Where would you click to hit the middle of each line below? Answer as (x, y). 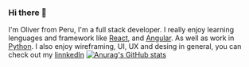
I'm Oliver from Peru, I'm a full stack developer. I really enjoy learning (121, 30)
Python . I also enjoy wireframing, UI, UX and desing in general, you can (125, 47)
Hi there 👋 (28, 13)
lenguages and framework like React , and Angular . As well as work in (121, 38)
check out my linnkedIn (47, 55)
